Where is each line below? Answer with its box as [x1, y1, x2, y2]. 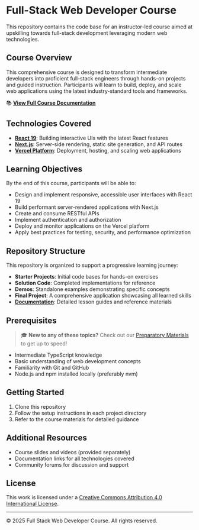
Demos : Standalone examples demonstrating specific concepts [14, 286, 170, 293]
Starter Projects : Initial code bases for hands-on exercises [14, 273, 159, 280]
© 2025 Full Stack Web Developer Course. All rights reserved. [6, 517, 158, 524]
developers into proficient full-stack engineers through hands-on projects [6, 75, 186, 82]
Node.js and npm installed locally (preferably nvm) [14, 370, 138, 377]
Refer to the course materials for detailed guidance [14, 415, 139, 423]
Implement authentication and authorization [14, 216, 121, 224]
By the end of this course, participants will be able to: [6, 180, 136, 187]
